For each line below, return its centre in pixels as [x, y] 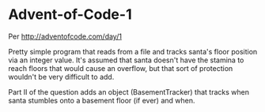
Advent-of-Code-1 [70, 15]
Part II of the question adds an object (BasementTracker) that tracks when [129, 91]
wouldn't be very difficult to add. [61, 77]
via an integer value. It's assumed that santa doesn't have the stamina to [126, 60]
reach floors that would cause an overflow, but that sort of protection [121, 68]
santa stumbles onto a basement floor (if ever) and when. [102, 100]
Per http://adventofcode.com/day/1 [65, 36]
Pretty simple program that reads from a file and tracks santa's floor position [133, 51]
